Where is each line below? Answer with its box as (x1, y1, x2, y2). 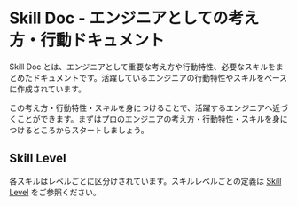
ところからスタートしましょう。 (32, 124, 149, 135)
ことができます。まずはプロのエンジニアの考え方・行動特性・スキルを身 (16, 113, 281, 124)
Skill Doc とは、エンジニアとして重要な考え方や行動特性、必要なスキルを (9, 61, 277, 72)
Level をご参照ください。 (9, 186, 101, 197)
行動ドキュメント (40, 30, 166, 51)
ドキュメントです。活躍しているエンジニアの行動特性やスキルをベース (32, 72, 288, 83)
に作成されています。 (9, 83, 87, 94)
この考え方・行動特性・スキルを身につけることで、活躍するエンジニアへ (9, 102, 273, 113)
